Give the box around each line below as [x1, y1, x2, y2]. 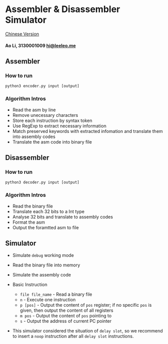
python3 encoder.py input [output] [5, 84, 80, 89]
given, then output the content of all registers [20, 307, 114, 313]
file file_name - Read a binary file [20, 291, 92, 298]
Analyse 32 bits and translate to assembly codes [12, 214, 113, 220]
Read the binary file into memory [12, 262, 80, 268]
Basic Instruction [12, 282, 48, 288]
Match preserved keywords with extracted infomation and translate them [12, 128, 163, 134]
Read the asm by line [12, 107, 56, 113]
